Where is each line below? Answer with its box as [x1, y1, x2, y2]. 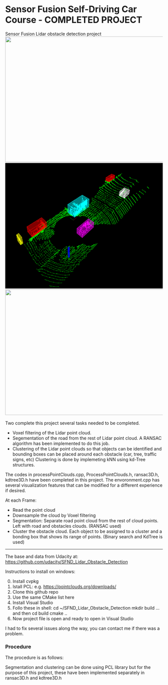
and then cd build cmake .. [12, 610, 67, 616]
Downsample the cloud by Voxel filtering [12, 512, 96, 518]
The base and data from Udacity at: [5, 553, 78, 559]
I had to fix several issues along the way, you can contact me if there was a [5, 625, 160, 631]
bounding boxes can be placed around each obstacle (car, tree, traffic [12, 451, 157, 457]
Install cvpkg [12, 578, 39, 584]
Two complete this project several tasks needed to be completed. [5, 420, 140, 426]
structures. [12, 462, 35, 468]
